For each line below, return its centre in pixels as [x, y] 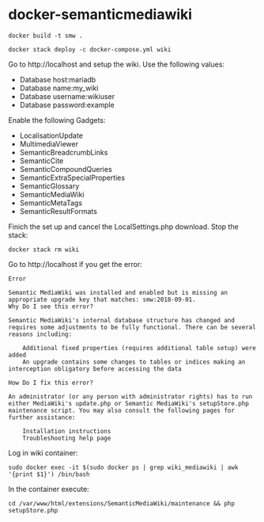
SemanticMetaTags [51, 203]
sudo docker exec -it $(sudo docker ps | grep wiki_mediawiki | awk [123, 467]
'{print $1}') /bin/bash [49, 474]
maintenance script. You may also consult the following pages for [122, 410]
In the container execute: [49, 489]
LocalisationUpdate [51, 135]
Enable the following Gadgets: [57, 120]
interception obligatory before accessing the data [95, 369]
